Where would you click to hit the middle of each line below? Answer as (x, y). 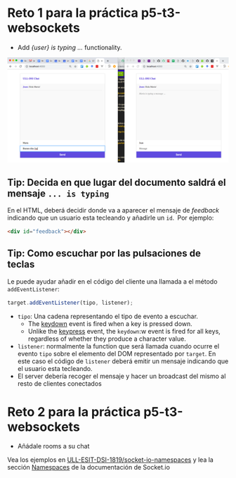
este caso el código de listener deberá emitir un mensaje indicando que (123, 361)
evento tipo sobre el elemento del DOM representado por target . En (117, 353)
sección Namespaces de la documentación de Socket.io (89, 467)
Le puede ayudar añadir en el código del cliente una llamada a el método (112, 281)
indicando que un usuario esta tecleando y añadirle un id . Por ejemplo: (111, 218)
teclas (21, 264)
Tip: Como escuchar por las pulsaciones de (104, 254)
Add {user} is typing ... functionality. (70, 47)
